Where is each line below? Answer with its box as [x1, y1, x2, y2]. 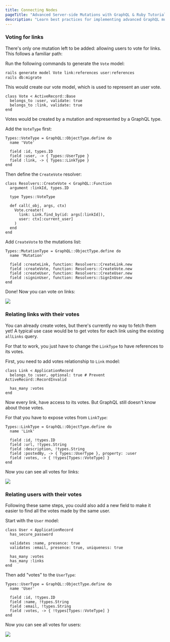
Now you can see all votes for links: [5, 468, 79, 475]
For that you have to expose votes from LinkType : [5, 414, 108, 420]
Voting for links [5, 33, 44, 41]
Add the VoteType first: [5, 126, 52, 132]
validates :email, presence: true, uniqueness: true [10, 545, 123, 551]
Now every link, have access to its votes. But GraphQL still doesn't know [5, 399, 156, 405]
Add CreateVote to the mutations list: [5, 239, 81, 245]
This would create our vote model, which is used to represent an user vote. [5, 84, 161, 90]
